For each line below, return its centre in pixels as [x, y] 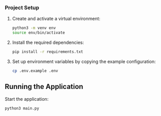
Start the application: [27, 99]
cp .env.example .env [35, 71]
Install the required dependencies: [48, 43]
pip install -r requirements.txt [48, 52]
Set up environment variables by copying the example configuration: [84, 61]
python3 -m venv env [34, 28]
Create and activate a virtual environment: [56, 19]
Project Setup [22, 8]
